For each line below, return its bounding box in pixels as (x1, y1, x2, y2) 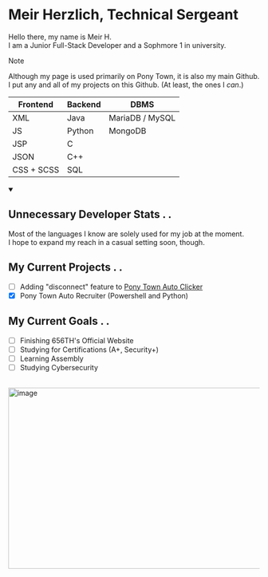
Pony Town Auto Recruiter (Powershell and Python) (19, 290, 189, 300)
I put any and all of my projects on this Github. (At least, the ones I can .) (8, 80, 244, 89)
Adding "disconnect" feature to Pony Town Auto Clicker (19, 282, 203, 291)
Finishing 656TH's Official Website (19, 335, 134, 345)
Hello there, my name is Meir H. (8, 32, 112, 41)
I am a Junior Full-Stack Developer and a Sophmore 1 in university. (8, 40, 227, 49)
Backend (66, 98, 101, 109)
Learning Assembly (19, 354, 84, 363)
